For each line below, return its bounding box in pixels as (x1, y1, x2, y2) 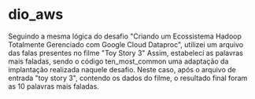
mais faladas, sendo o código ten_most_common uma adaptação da (8, 57, 229, 66)
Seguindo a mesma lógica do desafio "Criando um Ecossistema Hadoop (8, 31, 242, 41)
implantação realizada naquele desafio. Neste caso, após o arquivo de (8, 64, 236, 74)
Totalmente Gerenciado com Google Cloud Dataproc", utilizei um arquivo (8, 39, 244, 49)
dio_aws (8, 5, 64, 24)
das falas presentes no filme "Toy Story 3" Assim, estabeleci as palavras (8, 48, 244, 57)
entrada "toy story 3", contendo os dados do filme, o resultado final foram (8, 73, 248, 82)
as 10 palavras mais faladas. (8, 81, 100, 91)
